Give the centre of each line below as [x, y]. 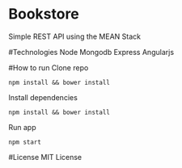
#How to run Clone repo [49, 67]
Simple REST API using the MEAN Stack [75, 36]
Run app [22, 127]
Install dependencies [43, 97]
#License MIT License [45, 157]
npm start [25, 142]
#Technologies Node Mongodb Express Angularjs [91, 52]
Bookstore [44, 14]
